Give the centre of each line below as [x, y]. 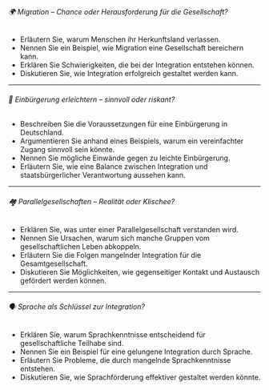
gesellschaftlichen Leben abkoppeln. [80, 246]
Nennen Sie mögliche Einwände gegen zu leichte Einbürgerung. [125, 158]
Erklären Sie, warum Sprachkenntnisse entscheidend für [113, 334]
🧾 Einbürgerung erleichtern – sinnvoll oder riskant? [92, 99]
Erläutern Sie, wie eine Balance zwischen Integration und [114, 167]
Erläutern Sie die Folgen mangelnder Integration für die [110, 255]
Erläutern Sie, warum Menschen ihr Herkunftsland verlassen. [120, 39]
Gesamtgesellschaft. [54, 263]
